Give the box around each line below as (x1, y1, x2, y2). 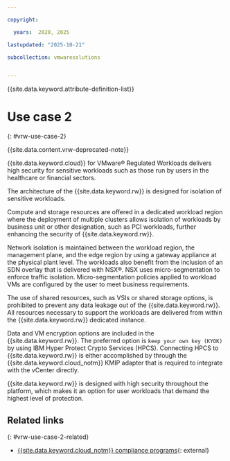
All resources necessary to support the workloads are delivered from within (7, 308, 223, 317)
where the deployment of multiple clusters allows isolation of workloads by (7, 216, 221, 224)
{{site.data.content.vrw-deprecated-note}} (7, 146, 130, 154)
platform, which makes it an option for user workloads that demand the (7, 387, 210, 395)
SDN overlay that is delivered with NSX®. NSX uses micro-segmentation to (7, 266, 220, 274)
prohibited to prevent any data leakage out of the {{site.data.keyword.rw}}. (7, 301, 220, 309)
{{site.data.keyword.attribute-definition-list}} (7, 85, 135, 94)
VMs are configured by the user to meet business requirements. (7, 280, 190, 288)
